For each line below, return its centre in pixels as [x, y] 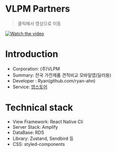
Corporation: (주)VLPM [36, 68]
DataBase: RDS [28, 132]
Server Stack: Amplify [35, 127]
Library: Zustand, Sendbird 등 [43, 138]
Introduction [32, 54]
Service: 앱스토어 [30, 87]
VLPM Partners [38, 9]
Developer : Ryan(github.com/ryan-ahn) [54, 81]
